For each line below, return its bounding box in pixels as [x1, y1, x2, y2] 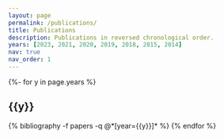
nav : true [8, 48, 41, 56]
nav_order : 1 [8, 56, 51, 64]
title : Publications [8, 26, 77, 34]
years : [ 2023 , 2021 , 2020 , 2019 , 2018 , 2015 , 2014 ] [8, 41, 183, 49]
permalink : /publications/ [8, 19, 97, 27]
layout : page [8, 11, 51, 20]
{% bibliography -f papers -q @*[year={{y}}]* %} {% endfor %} [8, 121, 217, 130]
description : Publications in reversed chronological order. [8, 33, 215, 42]
